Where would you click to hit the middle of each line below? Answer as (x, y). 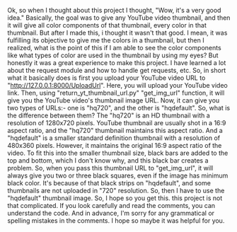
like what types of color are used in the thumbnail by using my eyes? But (113, 55)
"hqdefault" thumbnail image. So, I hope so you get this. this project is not (115, 198)
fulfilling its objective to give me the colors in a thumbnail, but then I (106, 40)
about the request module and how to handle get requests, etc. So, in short (117, 70)
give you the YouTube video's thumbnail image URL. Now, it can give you (114, 100)
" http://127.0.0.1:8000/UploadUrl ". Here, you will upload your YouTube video (117, 85)
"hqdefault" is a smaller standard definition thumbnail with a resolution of (114, 138)
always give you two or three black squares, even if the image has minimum (118, 175)
